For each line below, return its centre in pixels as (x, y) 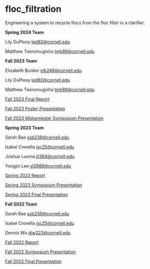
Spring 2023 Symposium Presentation (44, 185)
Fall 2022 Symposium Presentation (41, 252)
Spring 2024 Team (25, 32)
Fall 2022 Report (22, 242)
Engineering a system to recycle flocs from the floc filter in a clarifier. (75, 23)
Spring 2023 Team (25, 128)
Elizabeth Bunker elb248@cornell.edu (44, 70)
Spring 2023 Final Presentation (36, 194)
